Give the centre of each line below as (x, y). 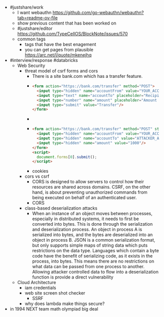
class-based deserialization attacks (61, 208)
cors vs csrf (37, 176)
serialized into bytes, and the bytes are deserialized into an (92, 235)
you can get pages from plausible (59, 50)
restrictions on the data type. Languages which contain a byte (95, 251)
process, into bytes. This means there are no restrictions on (93, 261)
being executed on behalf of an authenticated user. (84, 198)
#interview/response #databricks (44, 60)
